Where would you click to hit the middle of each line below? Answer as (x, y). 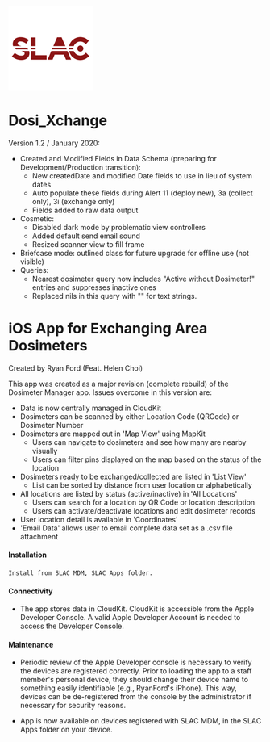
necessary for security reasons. (73, 706)
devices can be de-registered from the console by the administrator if (136, 697)
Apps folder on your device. (66, 730)
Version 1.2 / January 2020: (54, 143)
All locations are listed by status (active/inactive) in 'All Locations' (129, 493)
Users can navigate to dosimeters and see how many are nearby (139, 442)
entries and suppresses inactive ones (94, 287)
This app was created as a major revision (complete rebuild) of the (118, 384)
